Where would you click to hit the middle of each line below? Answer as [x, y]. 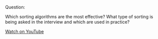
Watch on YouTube [24, 31]
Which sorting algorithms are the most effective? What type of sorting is [79, 17]
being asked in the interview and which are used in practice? [67, 22]
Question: [15, 7]
